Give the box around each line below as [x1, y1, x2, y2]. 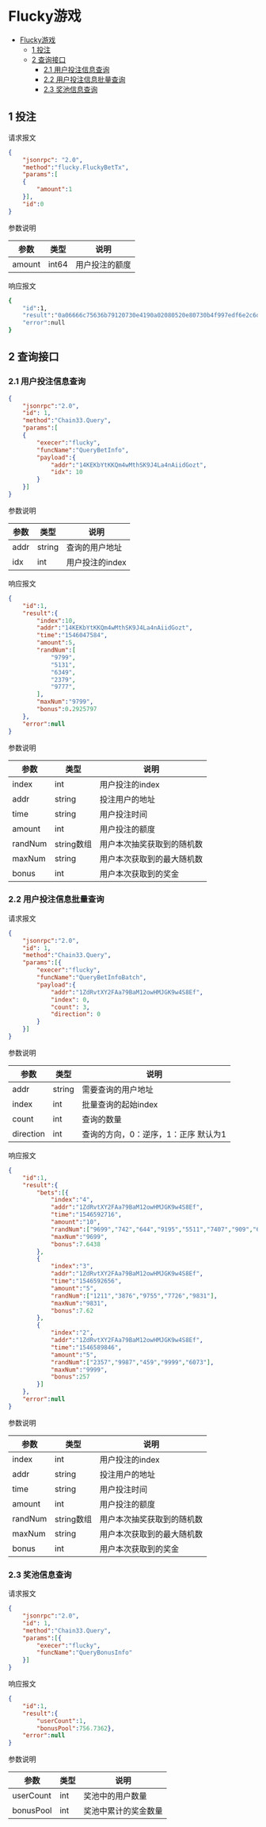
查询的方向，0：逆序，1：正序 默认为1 [82, 1129, 227, 1140]
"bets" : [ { [36, 1188, 69, 1197]
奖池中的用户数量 [82, 1790, 147, 1802]
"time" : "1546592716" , [50, 1211, 123, 1219]
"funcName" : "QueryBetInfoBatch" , [36, 974, 147, 982]
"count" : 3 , [50, 1003, 90, 1011]
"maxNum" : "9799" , [36, 698, 93, 706]
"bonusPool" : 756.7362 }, [36, 1724, 115, 1733]
